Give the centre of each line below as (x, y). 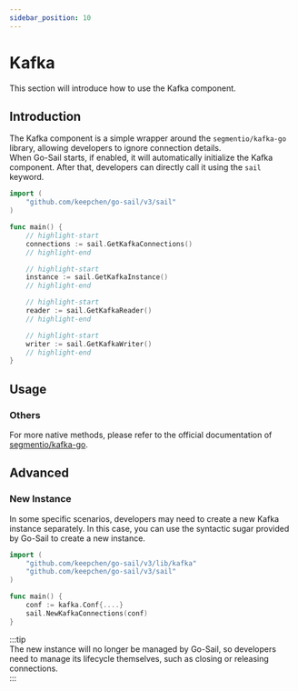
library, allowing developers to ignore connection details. (115, 148)
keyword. (27, 177)
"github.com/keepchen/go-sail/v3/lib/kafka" (111, 563)
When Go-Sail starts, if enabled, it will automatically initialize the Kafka (141, 158)
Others (25, 415)
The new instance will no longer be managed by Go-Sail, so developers (143, 649)
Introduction (45, 116)
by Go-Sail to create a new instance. (77, 538)
